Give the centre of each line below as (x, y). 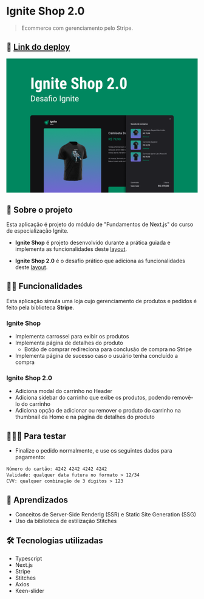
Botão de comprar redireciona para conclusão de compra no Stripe (108, 349)
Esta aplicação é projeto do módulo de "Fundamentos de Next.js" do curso (100, 224)
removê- (183, 398)
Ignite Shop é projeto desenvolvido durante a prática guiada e (93, 242)
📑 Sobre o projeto (39, 210)
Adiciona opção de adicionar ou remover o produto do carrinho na (98, 411)
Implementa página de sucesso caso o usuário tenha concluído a (96, 356)
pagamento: (30, 457)
